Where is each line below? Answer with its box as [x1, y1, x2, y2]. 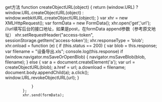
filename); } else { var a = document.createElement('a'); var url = [5, 59, 135, 65]
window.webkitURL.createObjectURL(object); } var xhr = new [5, 15, 128, 20]
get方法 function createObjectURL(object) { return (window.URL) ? [5, 4, 138, 10]
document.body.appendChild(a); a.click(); [5, 70, 89, 75]
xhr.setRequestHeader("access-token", [14, 32, 94, 38]
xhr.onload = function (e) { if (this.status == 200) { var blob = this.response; [5, 43, 157, 48]
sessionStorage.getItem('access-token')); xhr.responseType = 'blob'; [5, 38, 144, 43]
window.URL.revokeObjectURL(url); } [5, 75, 80, 81]
